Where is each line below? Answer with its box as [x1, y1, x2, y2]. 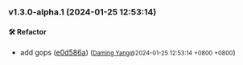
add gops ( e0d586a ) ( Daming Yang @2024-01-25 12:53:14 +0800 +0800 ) [19, 47, 236, 58]
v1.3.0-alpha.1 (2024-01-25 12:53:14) [8, 6, 157, 18]
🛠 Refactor [8, 26, 47, 36]
